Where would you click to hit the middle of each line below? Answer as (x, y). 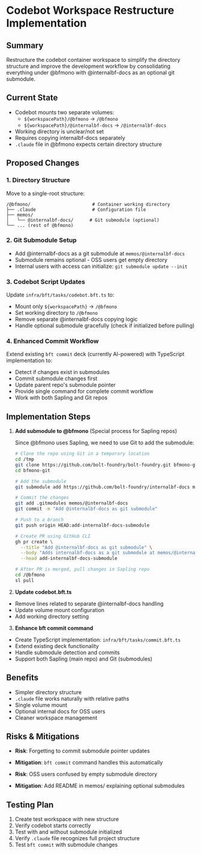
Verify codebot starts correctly (53, 826)
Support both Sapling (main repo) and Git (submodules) (84, 659)
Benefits (22, 678)
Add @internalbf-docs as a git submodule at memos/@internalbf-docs (100, 253)
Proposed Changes (43, 163)
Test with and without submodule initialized (68, 832)
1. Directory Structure (38, 180)
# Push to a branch (39, 520)
